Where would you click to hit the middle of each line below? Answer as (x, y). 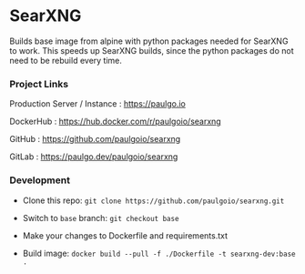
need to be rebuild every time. (66, 60)
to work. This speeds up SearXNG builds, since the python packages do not (152, 50)
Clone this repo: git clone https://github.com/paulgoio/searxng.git (153, 200)
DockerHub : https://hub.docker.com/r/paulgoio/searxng (115, 122)
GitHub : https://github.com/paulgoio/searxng (95, 139)
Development (40, 180)
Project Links (39, 84)
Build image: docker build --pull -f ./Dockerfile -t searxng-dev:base (159, 253)
